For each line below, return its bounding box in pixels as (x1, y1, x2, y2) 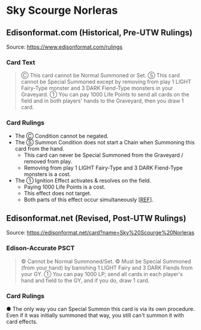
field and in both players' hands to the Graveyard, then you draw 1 (20, 97, 184, 105)
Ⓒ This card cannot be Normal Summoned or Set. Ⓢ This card (20, 72, 180, 79)
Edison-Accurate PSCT (6, 244, 75, 252)
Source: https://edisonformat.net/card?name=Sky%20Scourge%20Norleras (6, 229, 195, 237)
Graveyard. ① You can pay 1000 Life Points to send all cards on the (20, 91, 190, 98)
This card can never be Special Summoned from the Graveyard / (23, 151, 184, 159)
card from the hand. (14, 145, 65, 152)
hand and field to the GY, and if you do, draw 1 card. (20, 277, 150, 284)
